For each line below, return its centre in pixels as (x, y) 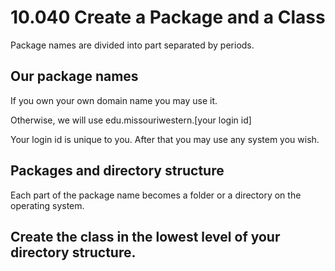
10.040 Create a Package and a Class (168, 17)
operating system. (47, 205)
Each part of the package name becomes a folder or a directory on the (156, 195)
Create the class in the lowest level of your (145, 236)
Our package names (74, 76)
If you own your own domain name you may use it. (114, 100)
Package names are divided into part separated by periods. (132, 45)
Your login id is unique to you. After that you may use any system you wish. (165, 139)
